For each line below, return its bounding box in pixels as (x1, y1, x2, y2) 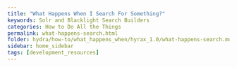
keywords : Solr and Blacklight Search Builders (7, 17, 150, 24)
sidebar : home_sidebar (7, 43, 74, 50)
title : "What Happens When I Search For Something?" (7, 10, 166, 17)
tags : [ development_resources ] (7, 50, 99, 57)
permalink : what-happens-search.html (7, 29, 119, 37)
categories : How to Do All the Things (7, 23, 121, 30)
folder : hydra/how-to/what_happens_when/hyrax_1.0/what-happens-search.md (7, 36, 232, 43)
